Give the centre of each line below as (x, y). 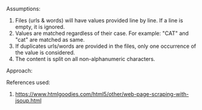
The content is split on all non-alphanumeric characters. (85, 59)
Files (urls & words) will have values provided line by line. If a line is (99, 20)
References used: (28, 82)
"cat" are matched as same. (50, 40)
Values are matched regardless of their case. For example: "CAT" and (102, 33)
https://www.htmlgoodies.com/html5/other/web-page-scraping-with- (102, 94)
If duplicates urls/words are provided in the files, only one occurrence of (106, 46)
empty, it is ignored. (40, 27)
